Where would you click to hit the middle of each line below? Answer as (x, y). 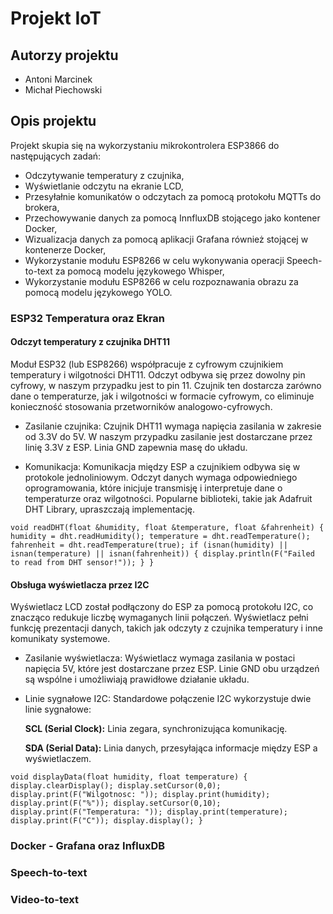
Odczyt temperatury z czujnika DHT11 (90, 342)
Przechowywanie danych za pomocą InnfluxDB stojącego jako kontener (172, 218)
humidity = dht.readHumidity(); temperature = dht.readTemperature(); (160, 536)
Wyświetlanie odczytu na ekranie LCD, (104, 186)
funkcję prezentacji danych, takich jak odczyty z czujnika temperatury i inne (166, 628)
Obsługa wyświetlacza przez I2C (80, 584)
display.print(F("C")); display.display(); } (106, 821)
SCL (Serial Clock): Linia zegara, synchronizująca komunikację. (156, 729)
